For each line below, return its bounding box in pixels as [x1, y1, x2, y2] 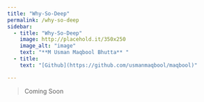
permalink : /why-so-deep [7, 17, 79, 24]
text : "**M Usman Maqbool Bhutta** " [19, 49, 130, 56]
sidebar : [7, 23, 33, 30]
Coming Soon [24, 87, 64, 95]
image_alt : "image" [19, 42, 77, 49]
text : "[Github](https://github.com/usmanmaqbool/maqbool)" [19, 62, 198, 69]
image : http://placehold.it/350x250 [19, 36, 127, 43]
